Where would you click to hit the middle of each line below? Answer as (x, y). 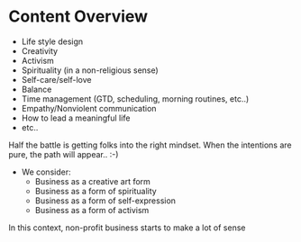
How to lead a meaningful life (76, 118)
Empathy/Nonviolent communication (89, 108)
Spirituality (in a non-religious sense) (90, 70)
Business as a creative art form (92, 181)
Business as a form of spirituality (96, 191)
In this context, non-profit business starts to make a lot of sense (127, 228)
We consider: (46, 172)
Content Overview (78, 17)
